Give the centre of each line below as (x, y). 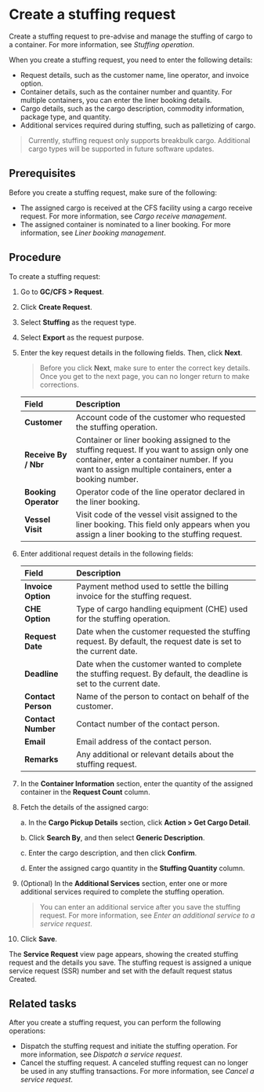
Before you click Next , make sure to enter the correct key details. (145, 368)
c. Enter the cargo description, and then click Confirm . (108, 853)
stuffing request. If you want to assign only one (162, 450)
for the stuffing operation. (123, 619)
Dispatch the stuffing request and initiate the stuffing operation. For (129, 1046)
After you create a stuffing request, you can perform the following (115, 1023)
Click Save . (39, 939)
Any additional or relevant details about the (155, 754)
